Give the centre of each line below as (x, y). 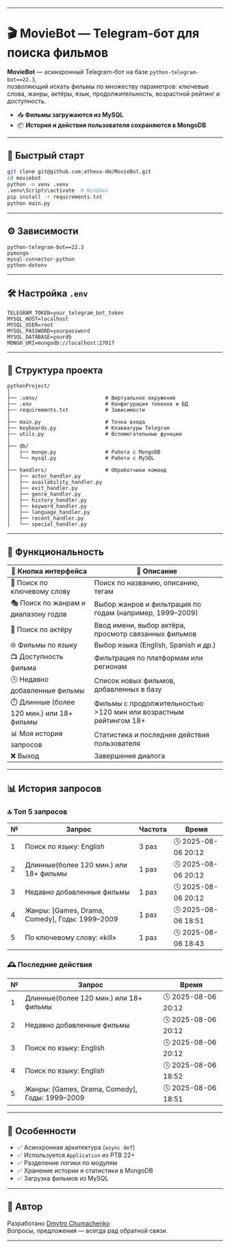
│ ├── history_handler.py (47, 500)
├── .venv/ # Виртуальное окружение (91, 398)
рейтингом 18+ (120, 720)
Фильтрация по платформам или (149, 658)
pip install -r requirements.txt (55, 197)
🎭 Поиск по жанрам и (48, 603)
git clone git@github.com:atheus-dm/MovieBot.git (79, 171)
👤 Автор (25, 1207)
